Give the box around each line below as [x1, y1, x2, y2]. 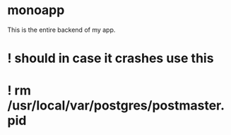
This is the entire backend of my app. [7, 25, 116, 34]
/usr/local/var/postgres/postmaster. [7, 98, 225, 114]
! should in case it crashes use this [7, 50, 214, 66]
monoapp [7, 2, 65, 18]
